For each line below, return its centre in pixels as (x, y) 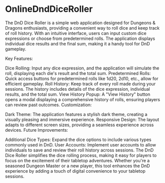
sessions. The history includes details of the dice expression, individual (78, 89)
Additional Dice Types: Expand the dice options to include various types (78, 140)
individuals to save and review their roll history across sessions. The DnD (80, 150)
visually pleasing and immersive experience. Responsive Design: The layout (82, 119)
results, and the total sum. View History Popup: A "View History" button (78, 94)
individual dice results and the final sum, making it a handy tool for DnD (78, 43)
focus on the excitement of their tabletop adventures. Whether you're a (77, 160)
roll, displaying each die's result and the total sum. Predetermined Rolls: (78, 73)
